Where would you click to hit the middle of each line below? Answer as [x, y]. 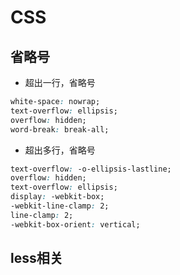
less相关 [36, 258]
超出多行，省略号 [60, 150]
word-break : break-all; [60, 129]
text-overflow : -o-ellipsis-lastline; [91, 169]
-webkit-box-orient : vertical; [75, 224]
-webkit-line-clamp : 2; [60, 206]
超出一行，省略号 [60, 82]
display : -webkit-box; [57, 197]
